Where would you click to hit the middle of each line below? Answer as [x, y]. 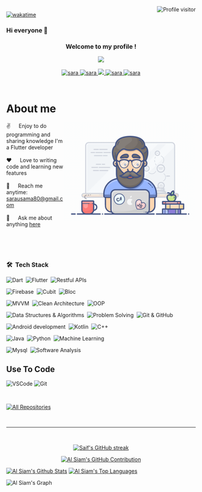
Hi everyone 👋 [27, 30]
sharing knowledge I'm [35, 141]
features [17, 173]
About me [31, 109]
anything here [23, 224]
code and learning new [35, 167]
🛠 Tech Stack [28, 265]
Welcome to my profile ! [101, 46]
